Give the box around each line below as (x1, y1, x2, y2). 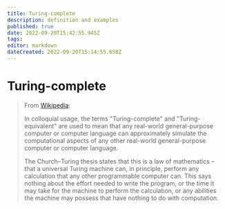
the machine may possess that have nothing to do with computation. (23, 194, 219, 202)
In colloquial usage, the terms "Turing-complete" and (23, 115, 175, 123)
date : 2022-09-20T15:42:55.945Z (7, 29, 100, 37)
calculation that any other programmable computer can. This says (23, 172, 212, 180)
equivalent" (23, 121, 57, 130)
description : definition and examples (7, 17, 119, 23)
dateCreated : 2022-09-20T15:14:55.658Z (7, 49, 122, 56)
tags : (7, 36, 23, 43)
